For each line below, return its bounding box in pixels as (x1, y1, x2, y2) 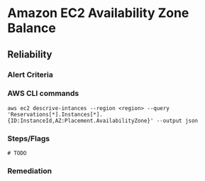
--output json (156, 117, 199, 124)
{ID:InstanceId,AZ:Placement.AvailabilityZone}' (7, 117, 154, 124)
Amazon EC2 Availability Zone (7, 5, 189, 21)
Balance (7, 20, 57, 36)
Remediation (7, 166, 52, 176)
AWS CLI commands (7, 89, 79, 99)
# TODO (7, 150, 27, 157)
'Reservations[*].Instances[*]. (7, 111, 103, 118)
